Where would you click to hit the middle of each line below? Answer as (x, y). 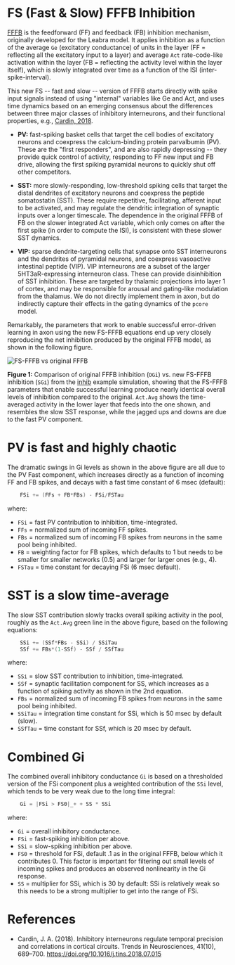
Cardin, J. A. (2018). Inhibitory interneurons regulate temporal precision (120, 939)
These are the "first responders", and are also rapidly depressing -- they (122, 149)
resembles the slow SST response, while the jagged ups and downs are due (117, 411)
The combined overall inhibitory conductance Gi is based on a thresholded (115, 777)
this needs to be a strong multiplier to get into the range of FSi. (108, 891)
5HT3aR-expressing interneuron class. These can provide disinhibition (119, 274)
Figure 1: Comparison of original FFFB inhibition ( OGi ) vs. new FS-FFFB (109, 374)
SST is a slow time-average (88, 595)
